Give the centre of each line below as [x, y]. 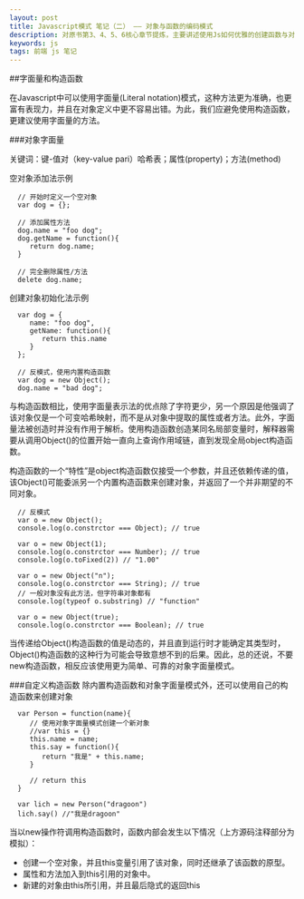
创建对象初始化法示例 [49, 298]
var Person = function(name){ [74, 714]
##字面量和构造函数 [46, 79]
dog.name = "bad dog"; [60, 388]
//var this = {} [60, 731]
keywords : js [34, 43]
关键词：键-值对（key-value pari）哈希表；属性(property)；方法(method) [145, 159]
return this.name [74, 339]
